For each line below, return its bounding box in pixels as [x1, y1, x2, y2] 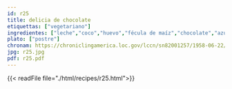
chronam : [7, 42, 32, 49]
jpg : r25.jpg [7, 49, 45, 56]
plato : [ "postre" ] [7, 36, 60, 43]
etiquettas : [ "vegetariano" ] [7, 23, 91, 30]
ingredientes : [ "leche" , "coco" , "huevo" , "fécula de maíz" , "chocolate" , [7, 29, 215, 37]
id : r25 [7, 10, 30, 17]
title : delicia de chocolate [7, 17, 91, 23]
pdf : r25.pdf [7, 55, 45, 62]
